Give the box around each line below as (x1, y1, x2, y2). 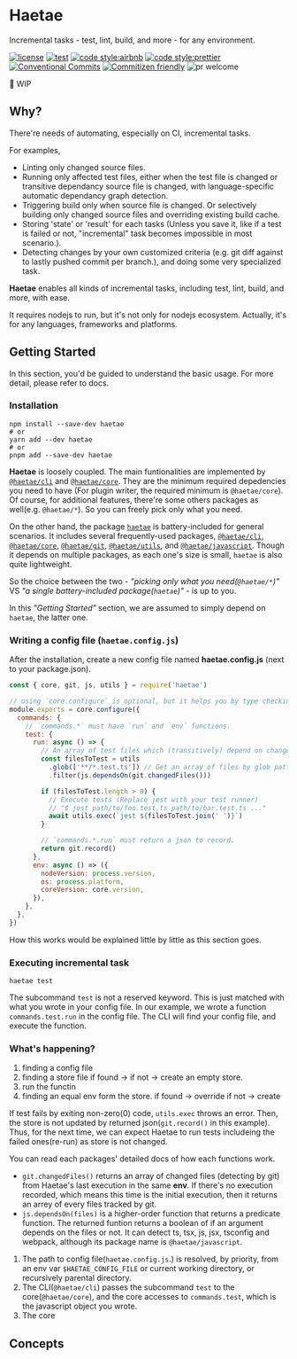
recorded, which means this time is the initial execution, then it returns (21, 1190, 278, 1200)
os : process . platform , (41, 877, 125, 886)
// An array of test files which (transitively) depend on (41, 746, 263, 755)
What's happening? (9, 1043, 95, 1055)
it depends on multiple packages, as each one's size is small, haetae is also (9, 549, 283, 559)
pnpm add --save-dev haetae (9, 450, 113, 459)
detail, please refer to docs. (9, 378, 110, 388)
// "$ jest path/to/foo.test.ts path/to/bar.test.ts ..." (48, 803, 267, 812)
